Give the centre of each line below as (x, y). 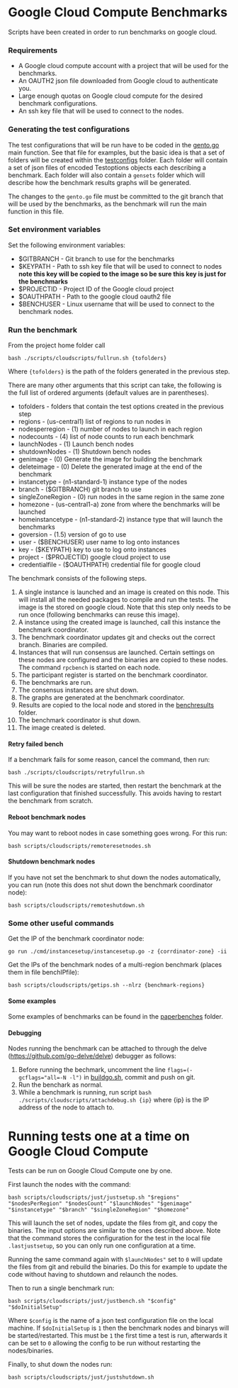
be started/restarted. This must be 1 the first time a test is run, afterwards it (118, 1336)
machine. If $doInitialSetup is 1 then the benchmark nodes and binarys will (119, 1328)
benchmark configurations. (58, 103)
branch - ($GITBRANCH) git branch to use (80, 489)
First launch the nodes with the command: (69, 1185)
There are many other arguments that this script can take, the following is (115, 385)
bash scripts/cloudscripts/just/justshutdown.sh (81, 1377)
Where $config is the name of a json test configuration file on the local (111, 1321)
